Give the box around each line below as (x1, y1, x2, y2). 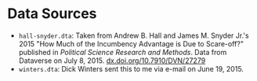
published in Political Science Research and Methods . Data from (18, 47, 227, 57)
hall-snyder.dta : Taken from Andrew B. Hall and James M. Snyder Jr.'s (18, 31, 249, 40)
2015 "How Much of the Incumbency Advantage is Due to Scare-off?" (18, 39, 244, 48)
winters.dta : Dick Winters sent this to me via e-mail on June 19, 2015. (18, 64, 244, 73)
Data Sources (7, 5, 97, 23)
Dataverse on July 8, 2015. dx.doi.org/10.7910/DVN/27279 (18, 56, 206, 65)
